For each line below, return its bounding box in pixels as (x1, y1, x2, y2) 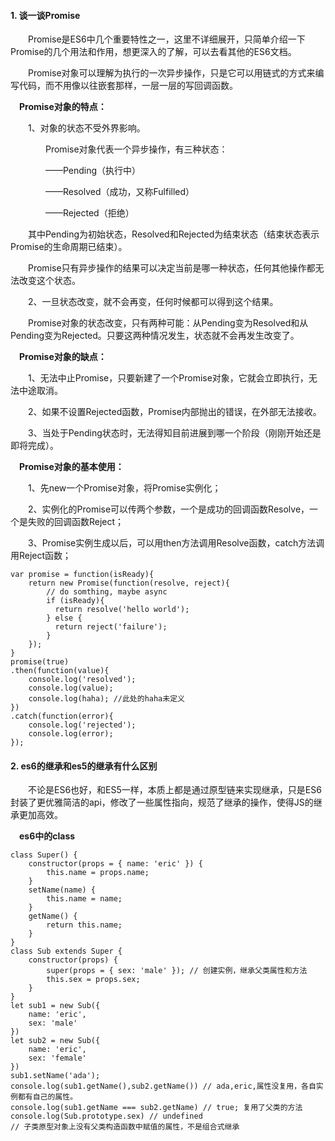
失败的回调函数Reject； (27, 516, 125, 528)
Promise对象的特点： (19, 101, 107, 113)
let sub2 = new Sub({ (10, 1036, 101, 1046)
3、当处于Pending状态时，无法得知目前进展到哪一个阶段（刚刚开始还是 (28, 427, 322, 439)
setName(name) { (28, 885, 97, 895)
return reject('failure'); (54, 622, 168, 632)
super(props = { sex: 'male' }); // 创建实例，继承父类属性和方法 (46, 966, 308, 976)
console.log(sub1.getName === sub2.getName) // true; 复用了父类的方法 (10, 1103, 303, 1113)
